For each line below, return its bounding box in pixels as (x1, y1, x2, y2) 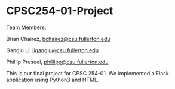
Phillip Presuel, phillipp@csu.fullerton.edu (6, 58, 109, 65)
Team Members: (6, 24, 47, 31)
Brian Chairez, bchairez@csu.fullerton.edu (6, 35, 110, 42)
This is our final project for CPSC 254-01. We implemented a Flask (6, 69, 169, 77)
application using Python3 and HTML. (6, 76, 100, 83)
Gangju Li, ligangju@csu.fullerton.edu (6, 46, 99, 54)
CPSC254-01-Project (6, 4, 113, 18)
